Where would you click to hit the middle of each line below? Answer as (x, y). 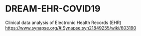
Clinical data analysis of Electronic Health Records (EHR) (63, 22)
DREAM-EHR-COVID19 (53, 9)
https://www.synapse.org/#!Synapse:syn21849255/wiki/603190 (71, 27)
